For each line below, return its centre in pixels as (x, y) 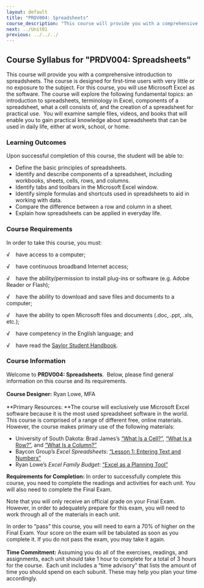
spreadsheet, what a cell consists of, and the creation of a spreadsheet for (100, 107)
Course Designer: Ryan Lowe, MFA (51, 394)
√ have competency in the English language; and (70, 333)
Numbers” (28, 458)
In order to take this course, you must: (54, 242)
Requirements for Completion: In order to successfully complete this (94, 476)
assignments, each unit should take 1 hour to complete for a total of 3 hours (101, 559)
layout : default (27, 12)
